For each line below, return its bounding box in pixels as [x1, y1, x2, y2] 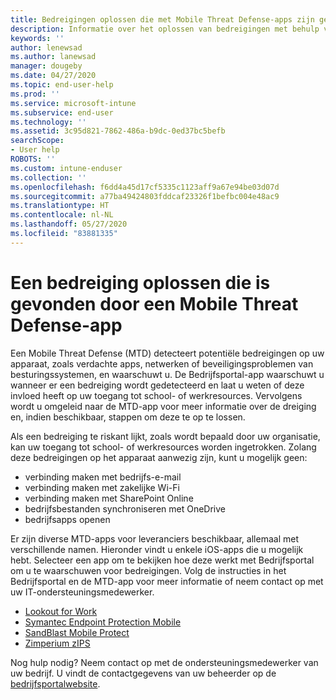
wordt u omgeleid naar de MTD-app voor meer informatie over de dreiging [10, 400, 317, 412]
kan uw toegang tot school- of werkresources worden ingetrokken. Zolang [10, 441, 317, 453]
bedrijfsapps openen [24, 513, 111, 525]
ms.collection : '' [10, 172, 87, 183]
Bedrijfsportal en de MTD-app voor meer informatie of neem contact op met [10, 575, 324, 587]
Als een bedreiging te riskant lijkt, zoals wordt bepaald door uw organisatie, [10, 430, 321, 442]
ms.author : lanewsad [10, 52, 97, 62]
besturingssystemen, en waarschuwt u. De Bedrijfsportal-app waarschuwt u [10, 368, 325, 380]
